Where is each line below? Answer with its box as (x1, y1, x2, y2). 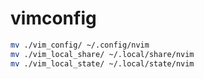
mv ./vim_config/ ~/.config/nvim (10, 40, 150, 50)
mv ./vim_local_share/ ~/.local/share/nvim (10, 49, 195, 59)
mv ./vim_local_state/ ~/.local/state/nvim (10, 58, 195, 69)
